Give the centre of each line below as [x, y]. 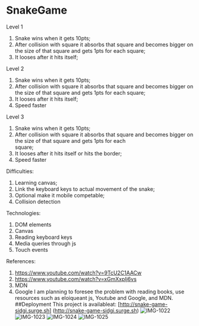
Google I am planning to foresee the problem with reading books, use [99, 292]
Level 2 [15, 68]
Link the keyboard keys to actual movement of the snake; [85, 189]
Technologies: [23, 213]
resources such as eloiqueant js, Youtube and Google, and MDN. [94, 298]
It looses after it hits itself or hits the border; [68, 153]
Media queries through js [45, 243]
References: [21, 261]
